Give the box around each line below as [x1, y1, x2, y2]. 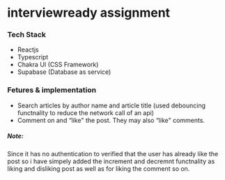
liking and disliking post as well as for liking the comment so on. [7, 164, 190, 172]
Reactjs [17, 45, 40, 54]
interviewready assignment [7, 5, 171, 21]
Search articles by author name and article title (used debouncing [17, 101, 206, 110]
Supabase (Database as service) [17, 68, 111, 76]
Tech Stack [7, 30, 47, 40]
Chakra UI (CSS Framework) [17, 61, 99, 69]
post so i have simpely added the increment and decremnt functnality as [7, 157, 215, 165]
